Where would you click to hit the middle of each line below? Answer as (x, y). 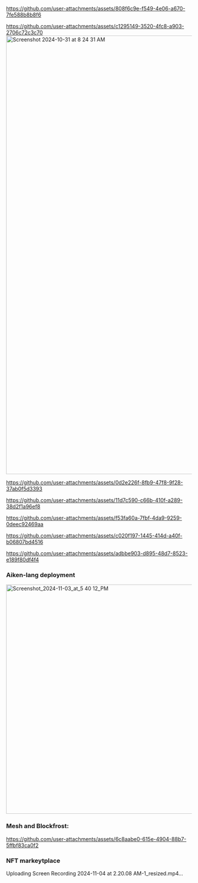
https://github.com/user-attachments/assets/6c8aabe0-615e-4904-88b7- (96, 839)
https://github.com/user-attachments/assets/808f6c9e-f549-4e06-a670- (96, 9)
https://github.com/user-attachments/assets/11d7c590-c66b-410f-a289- (94, 500)
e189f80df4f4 (23, 560)
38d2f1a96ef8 (23, 506)
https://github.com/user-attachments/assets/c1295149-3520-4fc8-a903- (95, 26)
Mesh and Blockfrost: (37, 826)
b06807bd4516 (25, 542)
